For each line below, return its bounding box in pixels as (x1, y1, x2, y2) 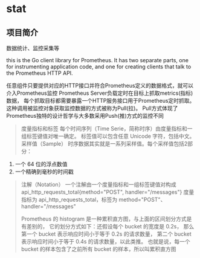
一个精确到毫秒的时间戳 (15, 168, 74, 175)
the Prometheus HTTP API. (6, 69, 74, 77)
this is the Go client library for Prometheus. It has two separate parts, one (6, 57, 189, 63)
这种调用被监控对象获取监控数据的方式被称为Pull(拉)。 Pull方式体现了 (6, 105, 178, 112)
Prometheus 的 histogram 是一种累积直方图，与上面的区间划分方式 (21, 215, 187, 222)
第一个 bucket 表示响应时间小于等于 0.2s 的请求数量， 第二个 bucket (21, 230, 192, 237)
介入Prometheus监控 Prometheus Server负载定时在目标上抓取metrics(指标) (6, 89, 193, 97)
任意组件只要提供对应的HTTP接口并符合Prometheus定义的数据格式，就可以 (6, 82, 193, 89)
